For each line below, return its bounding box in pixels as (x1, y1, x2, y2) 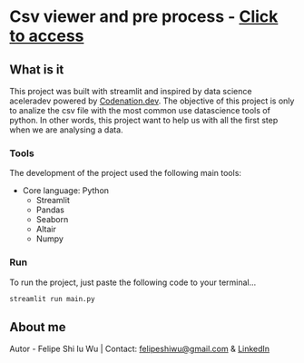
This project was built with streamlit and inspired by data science (9, 86, 252, 96)
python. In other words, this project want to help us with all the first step (9, 115, 279, 125)
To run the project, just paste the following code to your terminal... (9, 277, 257, 288)
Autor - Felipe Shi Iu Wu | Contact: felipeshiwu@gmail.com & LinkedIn (9, 343, 270, 355)
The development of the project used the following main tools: (9, 168, 242, 179)
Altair (35, 224, 57, 235)
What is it (9, 62, 64, 77)
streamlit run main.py (9, 294, 95, 303)
